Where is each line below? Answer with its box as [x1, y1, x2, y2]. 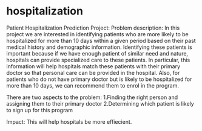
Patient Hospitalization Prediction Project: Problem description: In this [6, 24, 180, 31]
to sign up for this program [6, 106, 73, 113]
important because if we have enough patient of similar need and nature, [6, 50, 189, 57]
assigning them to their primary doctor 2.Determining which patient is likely [6, 100, 194, 107]
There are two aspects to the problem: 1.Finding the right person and [6, 94, 178, 101]
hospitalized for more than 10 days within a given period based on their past [6, 37, 196, 44]
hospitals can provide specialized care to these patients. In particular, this [6, 56, 190, 63]
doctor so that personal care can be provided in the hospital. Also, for [6, 69, 180, 76]
